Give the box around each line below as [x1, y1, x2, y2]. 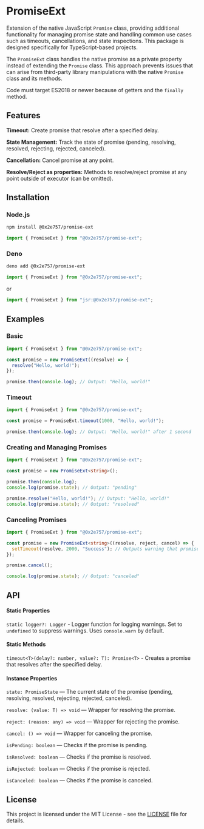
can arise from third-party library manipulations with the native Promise [6, 68, 184, 75]
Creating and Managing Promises [6, 443, 107, 452]
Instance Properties [6, 674, 58, 682]
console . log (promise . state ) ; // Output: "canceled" [6, 573, 140, 580]
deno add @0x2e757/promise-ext [6, 263, 86, 269]
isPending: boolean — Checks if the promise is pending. [6, 742, 148, 749]
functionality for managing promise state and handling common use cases [6, 30, 192, 38]
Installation [6, 192, 50, 203]
